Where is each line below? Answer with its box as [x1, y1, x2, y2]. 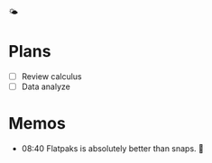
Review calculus [21, 70, 82, 82]
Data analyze [21, 81, 71, 92]
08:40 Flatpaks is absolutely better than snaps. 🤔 [21, 143, 204, 154]
